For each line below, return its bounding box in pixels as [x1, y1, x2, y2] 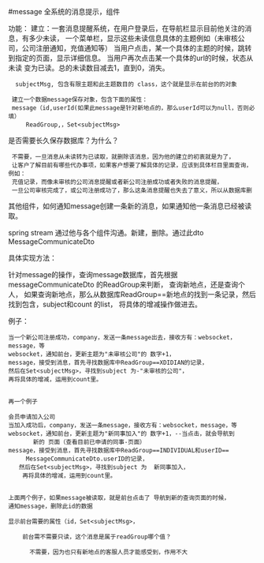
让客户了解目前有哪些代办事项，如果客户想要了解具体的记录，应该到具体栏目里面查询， [11, 161, 252, 169]
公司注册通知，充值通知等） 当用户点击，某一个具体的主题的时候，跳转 [21, 43, 252, 53]
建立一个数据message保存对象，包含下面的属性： [11, 96, 148, 103]
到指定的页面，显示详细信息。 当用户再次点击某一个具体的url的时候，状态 [8, 54, 247, 62]
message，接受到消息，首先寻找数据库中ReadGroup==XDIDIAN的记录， [8, 358, 208, 366]
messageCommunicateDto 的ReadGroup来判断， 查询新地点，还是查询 [8, 280, 239, 289]
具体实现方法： [8, 253, 57, 262]
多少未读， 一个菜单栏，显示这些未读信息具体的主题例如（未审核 [28, 34, 238, 43]
